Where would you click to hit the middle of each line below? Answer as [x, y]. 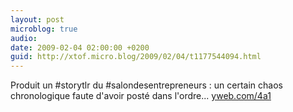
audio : [24, 38]
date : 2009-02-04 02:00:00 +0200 [80, 47]
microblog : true [44, 29]
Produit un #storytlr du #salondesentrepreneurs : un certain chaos [146, 85]
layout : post [37, 19]
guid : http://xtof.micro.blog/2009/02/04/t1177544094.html [136, 57]
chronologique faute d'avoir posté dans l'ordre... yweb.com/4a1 [141, 96]
